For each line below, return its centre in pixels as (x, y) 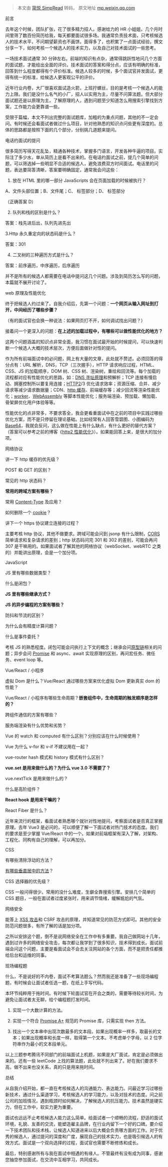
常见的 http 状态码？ (26, 480)
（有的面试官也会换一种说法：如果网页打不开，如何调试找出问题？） (75, 320)
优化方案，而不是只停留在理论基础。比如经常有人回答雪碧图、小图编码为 (79, 419)
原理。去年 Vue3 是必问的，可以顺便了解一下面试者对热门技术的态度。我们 (82, 827)
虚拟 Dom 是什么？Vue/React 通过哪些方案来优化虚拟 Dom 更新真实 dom (80, 681)
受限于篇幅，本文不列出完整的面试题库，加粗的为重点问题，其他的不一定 (79, 117)
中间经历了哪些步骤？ (36, 310)
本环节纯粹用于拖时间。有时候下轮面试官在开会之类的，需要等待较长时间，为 (84, 993)
